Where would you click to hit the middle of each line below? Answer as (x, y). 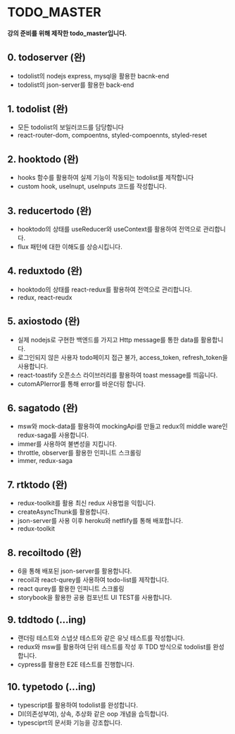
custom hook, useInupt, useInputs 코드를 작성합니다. (92, 186)
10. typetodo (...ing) (52, 687)
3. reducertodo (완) (50, 211)
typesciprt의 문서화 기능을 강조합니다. (70, 722)
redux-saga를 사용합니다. (53, 435)
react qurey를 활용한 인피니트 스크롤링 (71, 589)
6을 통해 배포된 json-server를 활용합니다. (75, 571)
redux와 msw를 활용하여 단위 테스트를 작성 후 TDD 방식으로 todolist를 (114, 646)
